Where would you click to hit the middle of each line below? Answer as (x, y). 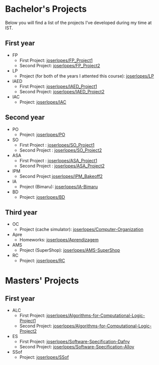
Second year (25, 117)
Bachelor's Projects (46, 9)
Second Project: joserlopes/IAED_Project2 (62, 91)
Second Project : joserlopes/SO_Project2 (61, 150)
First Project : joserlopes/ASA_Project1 (58, 160)
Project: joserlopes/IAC (43, 102)
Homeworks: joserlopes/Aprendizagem (59, 240)
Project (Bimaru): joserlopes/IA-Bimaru (59, 186)
